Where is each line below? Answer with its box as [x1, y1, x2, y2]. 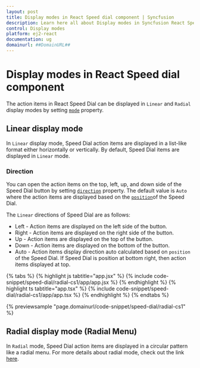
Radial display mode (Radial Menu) [6, 326, 137, 337]
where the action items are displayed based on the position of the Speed [6, 193, 185, 200]
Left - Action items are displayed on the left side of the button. [14, 222, 168, 230]
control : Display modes [6, 25, 65, 32]
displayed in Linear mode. [6, 152, 70, 159]
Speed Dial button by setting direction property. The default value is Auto [6, 187, 187, 194]
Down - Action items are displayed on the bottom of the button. [14, 242, 170, 249]
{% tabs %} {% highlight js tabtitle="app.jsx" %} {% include [6, 272, 153, 279]
